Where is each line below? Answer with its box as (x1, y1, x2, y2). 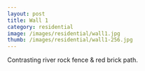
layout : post (7, 10, 46, 18)
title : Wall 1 (7, 17, 49, 24)
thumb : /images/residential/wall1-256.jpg (7, 37, 133, 44)
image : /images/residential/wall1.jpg (7, 30, 120, 37)
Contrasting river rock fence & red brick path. (7, 56, 138, 64)
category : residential (7, 23, 74, 30)
